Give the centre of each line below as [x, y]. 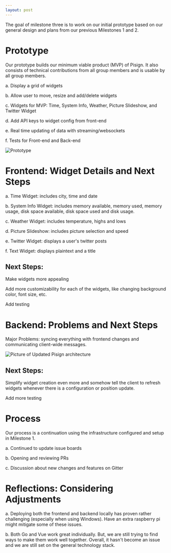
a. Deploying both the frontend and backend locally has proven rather [78, 513]
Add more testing [23, 398]
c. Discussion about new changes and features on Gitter [64, 468]
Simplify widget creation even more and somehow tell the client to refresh [83, 383]
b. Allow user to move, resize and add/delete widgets [61, 95]
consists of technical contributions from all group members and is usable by [85, 70]
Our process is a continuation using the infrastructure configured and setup [85, 433]
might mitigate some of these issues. [44, 524]
